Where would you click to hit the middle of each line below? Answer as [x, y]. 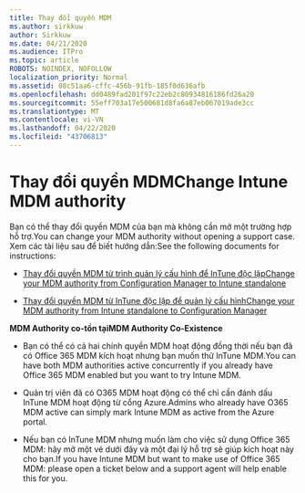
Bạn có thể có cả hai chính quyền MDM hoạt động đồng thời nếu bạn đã [158, 346]
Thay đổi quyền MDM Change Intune [149, 182]
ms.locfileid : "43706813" [58, 137]
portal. [35, 422]
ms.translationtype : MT [55, 111]
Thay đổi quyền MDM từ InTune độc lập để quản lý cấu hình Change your [158, 300]
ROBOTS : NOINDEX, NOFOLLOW [61, 69]
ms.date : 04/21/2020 [49, 43]
